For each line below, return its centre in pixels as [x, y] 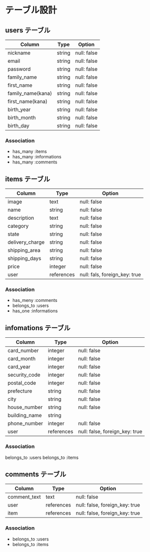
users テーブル [28, 30]
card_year [19, 367]
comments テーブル [36, 474]
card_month [22, 359]
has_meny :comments [35, 300]
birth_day [19, 126]
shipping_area [24, 251]
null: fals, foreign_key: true [111, 275]
